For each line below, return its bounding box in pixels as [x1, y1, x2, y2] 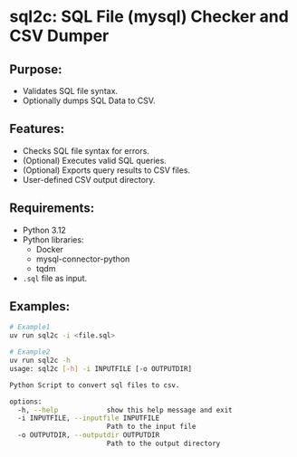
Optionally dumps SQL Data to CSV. [22, 95, 156, 106]
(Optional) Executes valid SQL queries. [22, 155, 168, 166]
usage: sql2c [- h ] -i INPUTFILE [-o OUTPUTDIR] [9, 364, 193, 373]
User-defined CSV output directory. [22, 174, 156, 185]
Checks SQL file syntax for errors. [22, 145, 149, 156]
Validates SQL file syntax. [22, 86, 119, 96]
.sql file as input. [22, 272, 88, 283]
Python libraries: [22, 233, 84, 245]
